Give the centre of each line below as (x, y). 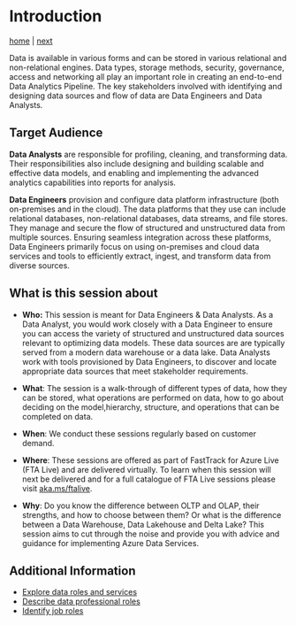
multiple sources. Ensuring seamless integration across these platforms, (140, 237)
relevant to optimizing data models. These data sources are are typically (153, 343)
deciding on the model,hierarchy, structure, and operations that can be (151, 407)
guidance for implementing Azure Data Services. (110, 543)
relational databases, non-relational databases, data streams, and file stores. (149, 218)
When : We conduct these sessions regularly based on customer (139, 433)
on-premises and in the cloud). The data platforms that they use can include (148, 209)
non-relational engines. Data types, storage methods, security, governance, (147, 67)
